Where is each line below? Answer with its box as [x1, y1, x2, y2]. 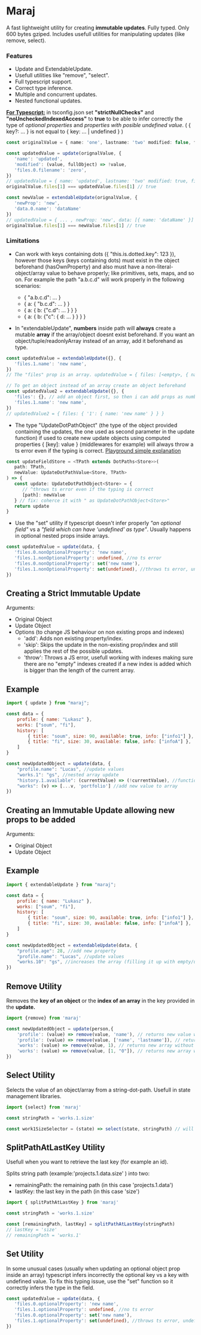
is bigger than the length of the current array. [23, 667, 135, 674]
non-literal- [145, 263, 173, 270]
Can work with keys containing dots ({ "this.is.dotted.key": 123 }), [14, 250, 176, 257]
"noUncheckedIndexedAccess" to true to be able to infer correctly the [6, 115, 183, 122]
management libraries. [6, 1092, 62, 1099]
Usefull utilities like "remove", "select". [14, 72, 109, 79]
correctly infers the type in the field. [6, 1284, 95, 1291]
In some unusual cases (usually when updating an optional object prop [6, 1265, 181, 1272]
